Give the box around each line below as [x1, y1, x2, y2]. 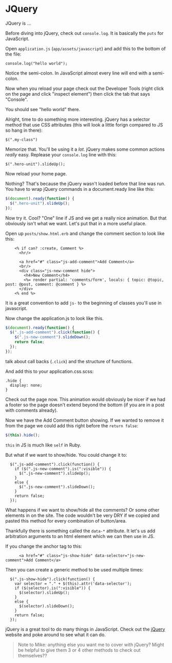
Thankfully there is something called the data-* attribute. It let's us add [5, 528, 156, 534]
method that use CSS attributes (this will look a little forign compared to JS [5, 121, 163, 128]
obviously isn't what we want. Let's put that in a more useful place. [5, 220, 147, 226]
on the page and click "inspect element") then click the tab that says [5, 91, 150, 97]
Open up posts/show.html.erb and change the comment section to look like [5, 230, 165, 237]
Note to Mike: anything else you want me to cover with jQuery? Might [17, 641, 164, 648]
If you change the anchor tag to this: [5, 543, 82, 549]
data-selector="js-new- [94, 553, 146, 558]
